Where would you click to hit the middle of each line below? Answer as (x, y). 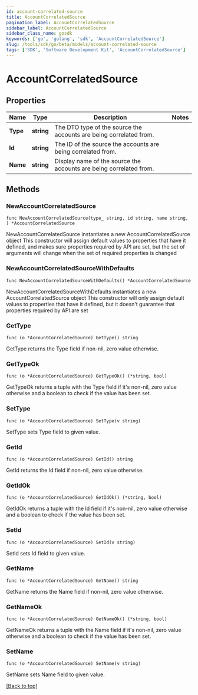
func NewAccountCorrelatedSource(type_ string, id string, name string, (97, 219)
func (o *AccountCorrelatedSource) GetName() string (72, 581)
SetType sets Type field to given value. (53, 432)
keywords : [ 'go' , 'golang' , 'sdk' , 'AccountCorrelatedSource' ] (85, 39)
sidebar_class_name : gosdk (39, 34)
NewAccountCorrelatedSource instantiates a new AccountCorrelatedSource (98, 234)
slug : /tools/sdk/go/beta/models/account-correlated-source (82, 45)
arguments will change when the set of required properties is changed (91, 253)
